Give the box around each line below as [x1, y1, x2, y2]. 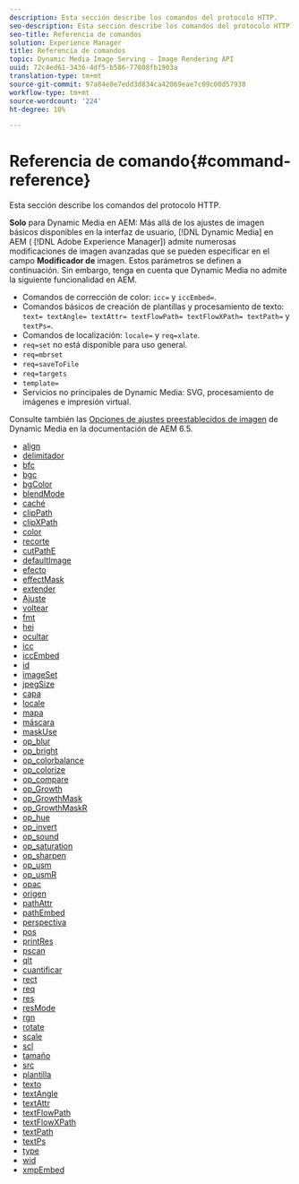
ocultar [21, 631, 49, 642]
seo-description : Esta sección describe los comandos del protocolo [9, 22, 270, 30]
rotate [21, 1022, 45, 1033]
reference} [9, 170, 91, 191]
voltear [21, 602, 49, 614]
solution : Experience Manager [9, 38, 123, 48]
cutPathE [21, 546, 56, 557]
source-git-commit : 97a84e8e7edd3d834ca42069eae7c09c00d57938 [9, 80, 246, 89]
